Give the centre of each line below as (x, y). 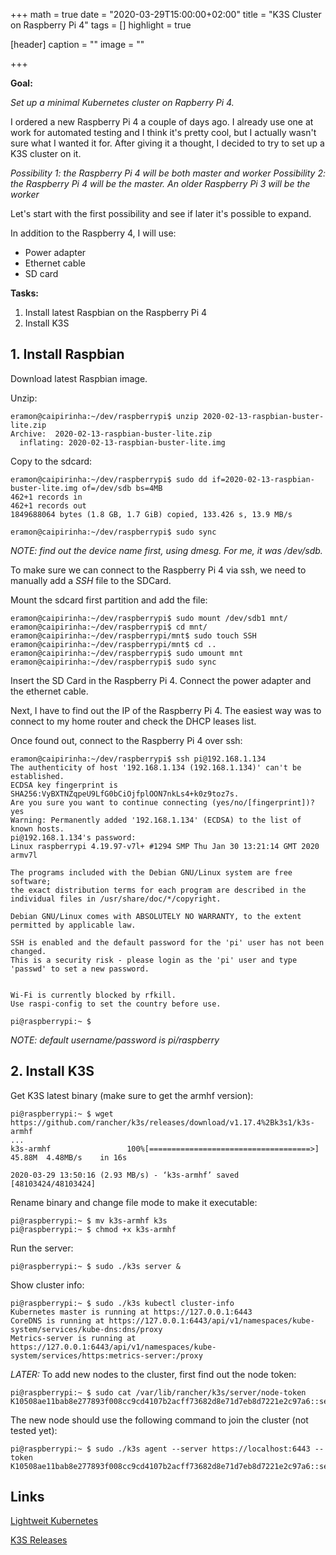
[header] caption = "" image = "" (77, 44)
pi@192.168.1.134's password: (73, 837)
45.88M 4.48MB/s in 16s (69, 1157)
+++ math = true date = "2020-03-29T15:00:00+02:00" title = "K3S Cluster (166, 14)
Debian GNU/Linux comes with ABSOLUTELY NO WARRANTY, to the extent (156, 916)
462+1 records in (46, 497)
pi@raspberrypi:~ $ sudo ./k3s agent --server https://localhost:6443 (160, 1449)
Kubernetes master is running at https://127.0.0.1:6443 (131, 1312)
